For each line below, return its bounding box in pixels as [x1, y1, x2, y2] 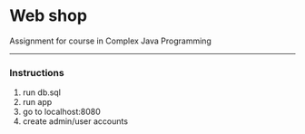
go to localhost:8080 [22, 106, 102, 118]
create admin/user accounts [22, 116, 129, 127]
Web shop [9, 5, 88, 26]
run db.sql [22, 87, 62, 98]
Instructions [9, 66, 65, 79]
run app [22, 97, 53, 108]
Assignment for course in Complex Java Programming [9, 35, 212, 46]
